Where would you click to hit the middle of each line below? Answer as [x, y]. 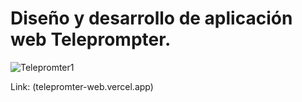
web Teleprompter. [91, 39]
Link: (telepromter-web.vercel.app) [82, 86]
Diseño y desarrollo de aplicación [151, 18]
